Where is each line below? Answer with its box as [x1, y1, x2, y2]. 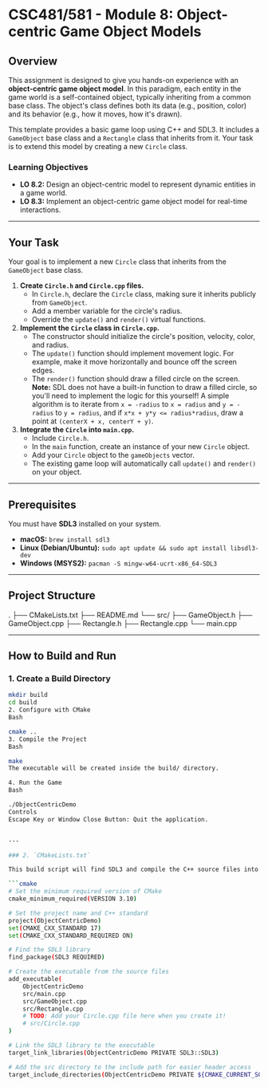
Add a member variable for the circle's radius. [31, 306, 183, 316]
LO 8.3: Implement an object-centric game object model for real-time [19, 197, 248, 207]
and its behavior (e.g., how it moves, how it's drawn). [8, 109, 183, 119]
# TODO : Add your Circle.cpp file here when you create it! [22, 1012, 227, 1020]
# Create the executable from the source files [8, 967, 170, 976]
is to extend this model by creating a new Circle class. [8, 142, 188, 151]
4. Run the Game [8, 779, 62, 787]
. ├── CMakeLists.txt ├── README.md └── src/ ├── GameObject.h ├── [8, 610, 253, 620]
